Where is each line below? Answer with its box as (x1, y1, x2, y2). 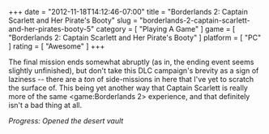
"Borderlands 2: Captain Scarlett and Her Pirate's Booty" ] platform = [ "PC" (8, 32, 262, 42)
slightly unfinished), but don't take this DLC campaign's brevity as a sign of (8, 66, 259, 76)
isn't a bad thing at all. (8, 101, 83, 110)
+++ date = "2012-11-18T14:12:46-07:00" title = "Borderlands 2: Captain (8, 7, 249, 16)
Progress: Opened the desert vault (8, 116, 124, 125)
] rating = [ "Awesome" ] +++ (8, 41, 105, 51)
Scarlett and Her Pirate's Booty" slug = (8, 15, 138, 25)
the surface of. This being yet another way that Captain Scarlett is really (8, 83, 249, 93)
